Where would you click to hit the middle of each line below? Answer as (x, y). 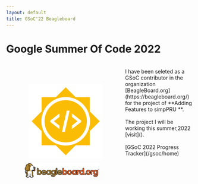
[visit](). (135, 135)
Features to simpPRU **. (155, 109)
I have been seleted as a (155, 72)
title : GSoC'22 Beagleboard (41, 19)
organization (140, 84)
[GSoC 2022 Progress (152, 147)
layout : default (26, 12)
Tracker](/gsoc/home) (152, 154)
